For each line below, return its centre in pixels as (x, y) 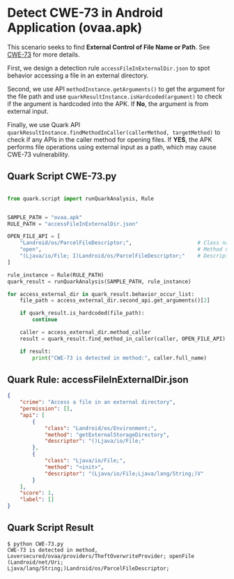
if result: (36, 351)
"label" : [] (37, 500)
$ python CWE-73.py (36, 544)
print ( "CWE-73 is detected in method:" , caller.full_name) (120, 358)
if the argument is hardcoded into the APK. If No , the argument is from (108, 103)
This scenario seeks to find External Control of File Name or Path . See (109, 47)
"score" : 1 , (37, 493)
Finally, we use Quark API (44, 124)
